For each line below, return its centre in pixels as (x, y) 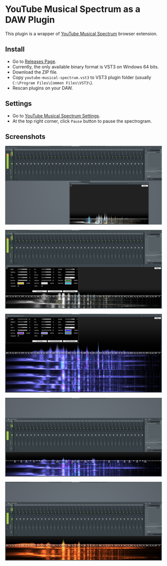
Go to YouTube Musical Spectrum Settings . (56, 115)
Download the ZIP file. (35, 72)
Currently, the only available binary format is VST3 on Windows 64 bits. (85, 66)
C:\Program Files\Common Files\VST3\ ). (53, 82)
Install (15, 49)
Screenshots (25, 137)
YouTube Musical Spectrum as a (73, 9)
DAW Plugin (30, 20)
